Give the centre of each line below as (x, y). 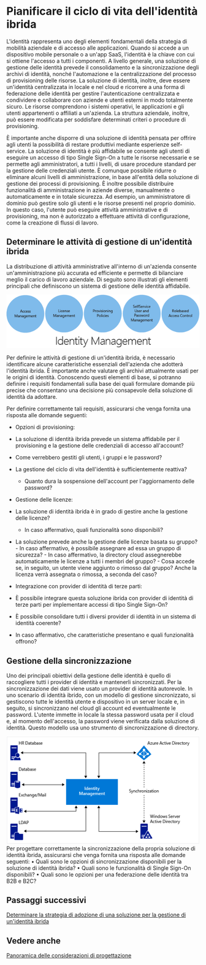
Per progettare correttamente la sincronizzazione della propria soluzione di (101, 848)
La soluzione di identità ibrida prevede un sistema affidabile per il (97, 439)
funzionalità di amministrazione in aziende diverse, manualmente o (90, 190)
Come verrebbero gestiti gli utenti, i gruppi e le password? (89, 458)
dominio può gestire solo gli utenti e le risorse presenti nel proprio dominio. (101, 203)
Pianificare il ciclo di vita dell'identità (102, 11)
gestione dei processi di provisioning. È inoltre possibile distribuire (90, 183)
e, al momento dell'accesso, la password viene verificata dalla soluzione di (101, 721)
